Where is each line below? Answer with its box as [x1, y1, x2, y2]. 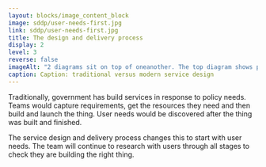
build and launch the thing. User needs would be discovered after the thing [8, 108, 253, 119]
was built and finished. [8, 117, 82, 127]
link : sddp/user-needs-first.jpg [8, 26, 119, 34]
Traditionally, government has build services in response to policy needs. [8, 92, 247, 101]
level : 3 [8, 48, 37, 56]
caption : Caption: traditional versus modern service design [8, 70, 215, 78]
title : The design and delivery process [8, 33, 144, 42]
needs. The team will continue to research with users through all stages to [8, 141, 250, 150]
